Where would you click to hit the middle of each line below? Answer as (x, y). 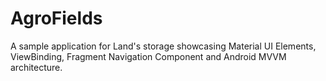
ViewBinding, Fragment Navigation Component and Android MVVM (148, 56)
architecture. (36, 67)
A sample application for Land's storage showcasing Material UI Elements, (163, 46)
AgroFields (56, 18)
